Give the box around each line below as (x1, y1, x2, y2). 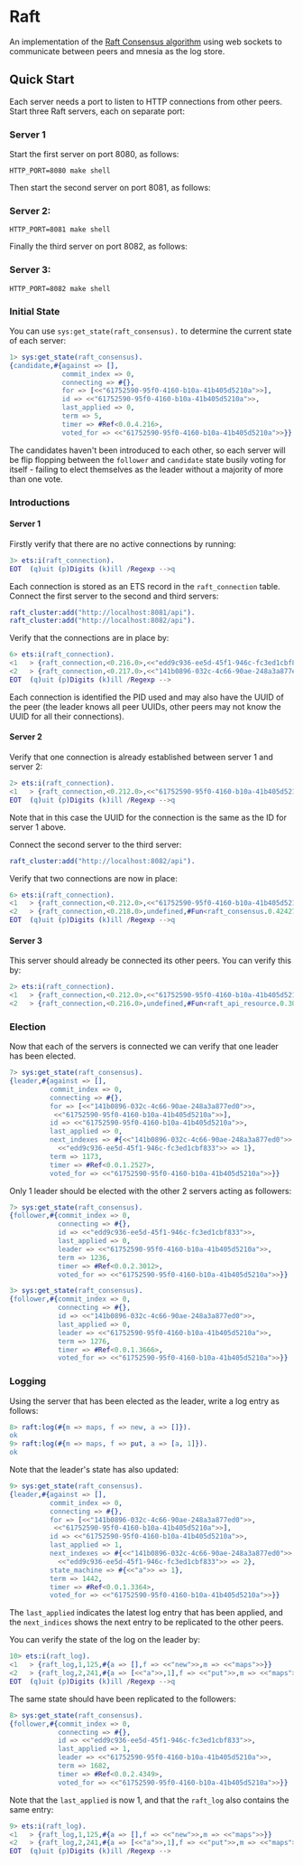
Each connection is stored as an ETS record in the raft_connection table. (9, 580, 281, 591)
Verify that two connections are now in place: (9, 872, 178, 883)
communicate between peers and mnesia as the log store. (9, 45, 225, 56)
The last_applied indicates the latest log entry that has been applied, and (9, 1607, 284, 1618)
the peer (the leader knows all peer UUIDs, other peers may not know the (9, 701, 281, 711)
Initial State (9, 305, 60, 317)
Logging (9, 1375, 47, 1388)
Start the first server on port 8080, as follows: (9, 149, 179, 160)
